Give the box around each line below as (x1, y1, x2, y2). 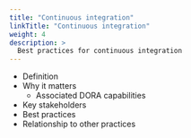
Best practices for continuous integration (17, 47, 182, 56)
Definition (22, 71, 58, 82)
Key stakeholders (22, 99, 87, 110)
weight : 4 (9, 30, 47, 39)
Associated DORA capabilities (35, 91, 146, 101)
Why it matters (22, 81, 77, 91)
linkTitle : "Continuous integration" (9, 22, 151, 30)
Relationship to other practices (22, 118, 136, 130)
